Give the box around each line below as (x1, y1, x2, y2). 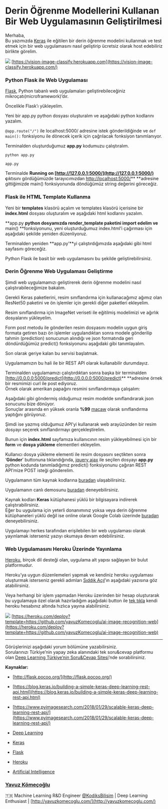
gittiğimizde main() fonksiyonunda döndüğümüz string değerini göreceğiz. (5, 181, 158, 187)
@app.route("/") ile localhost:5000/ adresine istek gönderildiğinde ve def (5, 128, 156, 134)
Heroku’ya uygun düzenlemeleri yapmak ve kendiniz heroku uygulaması (5, 572, 153, 578)
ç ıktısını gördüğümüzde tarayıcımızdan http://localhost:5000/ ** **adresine (5, 176, 159, 182)
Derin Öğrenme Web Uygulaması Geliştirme (5, 268, 113, 275)
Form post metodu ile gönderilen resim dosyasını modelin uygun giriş (5, 324, 147, 330)
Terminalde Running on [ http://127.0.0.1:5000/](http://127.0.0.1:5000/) (5, 170, 154, 176)
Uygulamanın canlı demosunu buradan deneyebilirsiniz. (5, 487, 119, 493)
